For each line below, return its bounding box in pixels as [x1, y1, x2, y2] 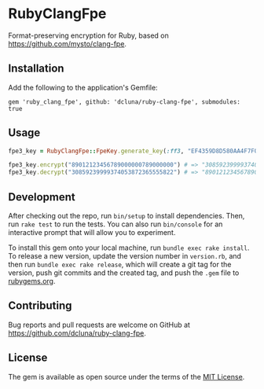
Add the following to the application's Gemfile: [8, 83, 159, 92]
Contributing [8, 299, 72, 313]
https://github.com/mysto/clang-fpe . [8, 39, 127, 48]
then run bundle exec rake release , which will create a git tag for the [8, 260, 232, 269]
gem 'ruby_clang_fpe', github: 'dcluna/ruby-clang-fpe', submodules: [8, 97, 241, 106]
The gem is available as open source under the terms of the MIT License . [8, 372, 245, 381]
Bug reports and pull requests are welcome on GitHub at [8, 320, 191, 329]
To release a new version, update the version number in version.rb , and [8, 251, 242, 260]
